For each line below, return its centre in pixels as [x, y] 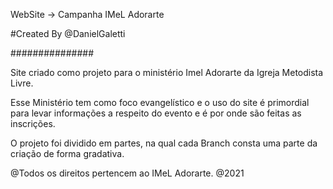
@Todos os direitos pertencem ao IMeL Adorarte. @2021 [127, 173]
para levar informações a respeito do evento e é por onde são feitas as [156, 113]
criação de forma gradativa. [67, 153]
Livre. [22, 83]
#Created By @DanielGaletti [68, 33]
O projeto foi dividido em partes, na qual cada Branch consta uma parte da [164, 143]
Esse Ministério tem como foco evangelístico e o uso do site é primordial [160, 102]
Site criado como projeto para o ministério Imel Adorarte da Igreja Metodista [167, 72]
